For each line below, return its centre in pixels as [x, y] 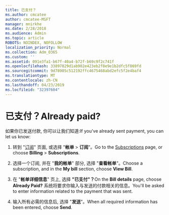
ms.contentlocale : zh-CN [31, 80]
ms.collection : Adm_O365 [31, 52]
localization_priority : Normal [38, 47]
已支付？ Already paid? [53, 116]
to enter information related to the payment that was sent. [73, 191]
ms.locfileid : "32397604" [32, 90]
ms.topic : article [25, 38]
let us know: [18, 137]
